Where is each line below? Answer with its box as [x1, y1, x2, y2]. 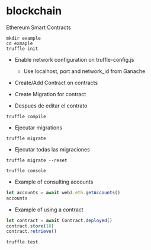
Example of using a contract [14, 206, 84, 213]
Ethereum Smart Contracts [6, 24, 71, 31]
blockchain [6, 4, 62, 18]
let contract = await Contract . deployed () [6, 217, 113, 223]
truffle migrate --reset [6, 157, 68, 163]
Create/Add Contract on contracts [14, 79, 98, 86]
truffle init [6, 46, 38, 52]
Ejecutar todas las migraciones [14, 145, 90, 153]
